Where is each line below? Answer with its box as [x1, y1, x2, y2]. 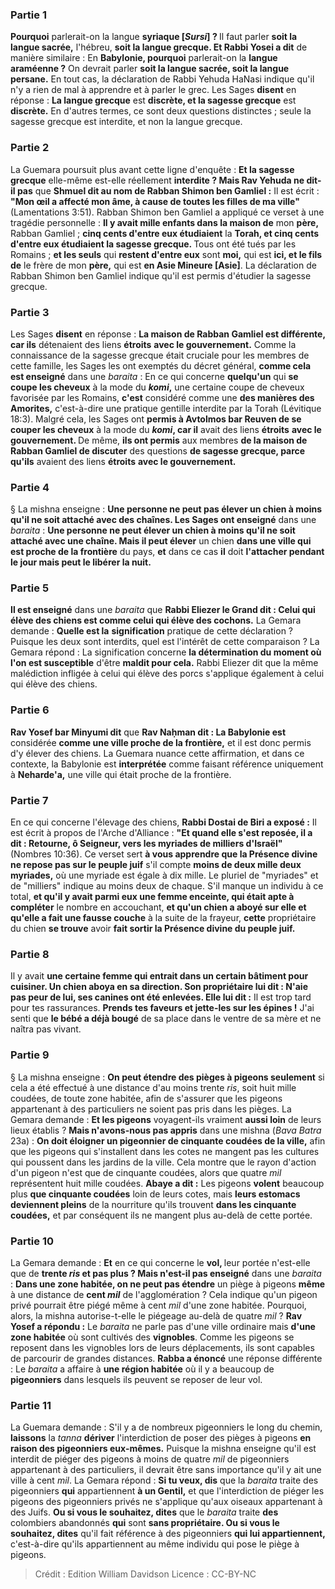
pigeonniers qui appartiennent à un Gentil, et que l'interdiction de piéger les [10, 1485, 325, 1497]
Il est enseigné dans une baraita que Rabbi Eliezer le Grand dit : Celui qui [10, 604, 316, 616]
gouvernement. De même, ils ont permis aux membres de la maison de [10, 434, 308, 446]
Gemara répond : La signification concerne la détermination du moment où [10, 646, 322, 658]
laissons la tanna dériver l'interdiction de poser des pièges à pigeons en [10, 1432, 312, 1444]
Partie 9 [10, 1048, 50, 1062]
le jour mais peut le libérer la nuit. [10, 556, 152, 568]
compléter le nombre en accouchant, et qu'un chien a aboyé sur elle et [10, 901, 307, 913]
